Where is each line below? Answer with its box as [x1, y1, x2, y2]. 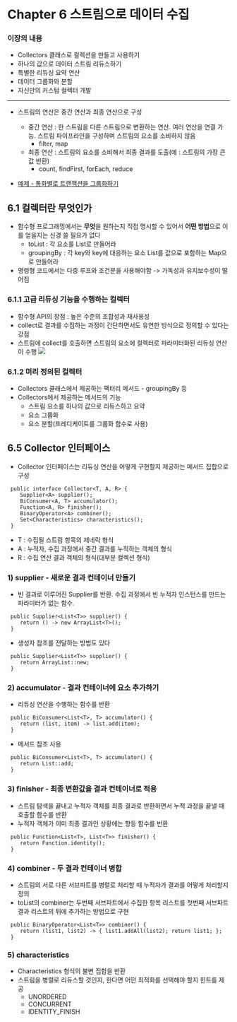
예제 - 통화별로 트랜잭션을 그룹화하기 [17, 180, 119, 188]
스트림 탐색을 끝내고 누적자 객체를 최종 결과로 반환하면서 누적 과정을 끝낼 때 [17, 801, 225, 810]
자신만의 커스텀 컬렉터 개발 [17, 86, 92, 95]
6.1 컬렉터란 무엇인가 [7, 202, 92, 214]
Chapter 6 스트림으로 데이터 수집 [7, 6, 190, 23]
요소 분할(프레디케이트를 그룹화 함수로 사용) [28, 419, 148, 428]
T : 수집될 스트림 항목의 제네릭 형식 [17, 535, 114, 544]
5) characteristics [7, 950, 70, 960]
